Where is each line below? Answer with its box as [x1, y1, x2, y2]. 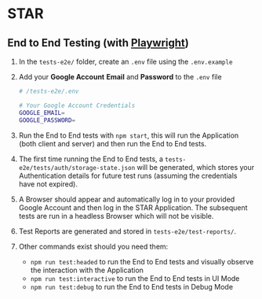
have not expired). [18, 179, 78, 189]
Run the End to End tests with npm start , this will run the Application [18, 131, 239, 140]
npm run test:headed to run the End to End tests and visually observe [30, 257, 254, 266]
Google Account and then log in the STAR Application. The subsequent [18, 202, 248, 212]
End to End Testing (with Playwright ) [7, 36, 189, 50]
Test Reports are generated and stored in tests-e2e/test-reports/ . [18, 226, 237, 236]
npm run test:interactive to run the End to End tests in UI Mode [30, 273, 240, 283]
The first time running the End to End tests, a [18, 154, 164, 164]
